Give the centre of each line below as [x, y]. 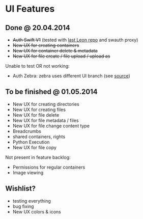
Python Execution [31, 142]
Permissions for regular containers [49, 167]
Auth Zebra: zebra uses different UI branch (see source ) [71, 76]
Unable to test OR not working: [37, 66]
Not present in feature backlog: [38, 157]
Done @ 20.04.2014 [38, 28]
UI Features [30, 9]
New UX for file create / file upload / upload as [61, 56]
